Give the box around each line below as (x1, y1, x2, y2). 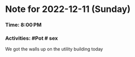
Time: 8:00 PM (5, 21, 41, 28)
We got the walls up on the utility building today (5, 46, 103, 52)
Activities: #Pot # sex (5, 35, 58, 42)
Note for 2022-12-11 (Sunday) (5, 3, 131, 15)
